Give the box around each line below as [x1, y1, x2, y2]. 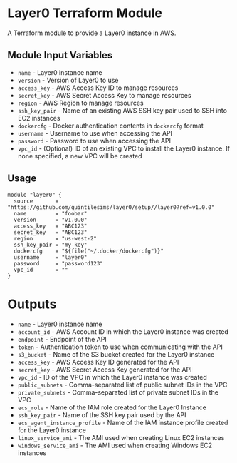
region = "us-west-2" [14, 235, 98, 242]
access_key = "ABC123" [14, 223, 88, 230]
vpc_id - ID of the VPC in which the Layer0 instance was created [17, 372, 208, 381]
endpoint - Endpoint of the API [17, 335, 107, 343]
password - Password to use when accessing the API [17, 136, 172, 145]
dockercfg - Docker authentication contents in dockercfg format [17, 121, 204, 130]
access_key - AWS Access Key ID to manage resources [17, 83, 179, 92]
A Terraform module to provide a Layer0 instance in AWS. [7, 29, 177, 37]
